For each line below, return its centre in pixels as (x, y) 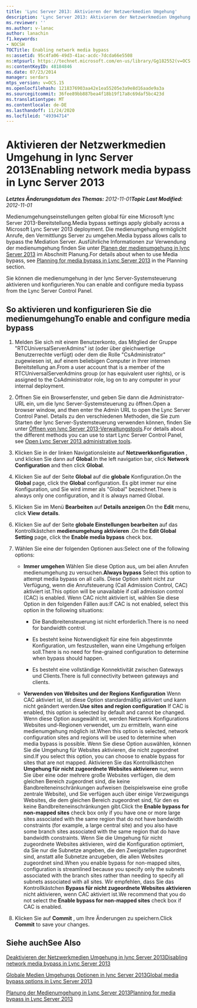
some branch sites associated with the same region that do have (101, 832)
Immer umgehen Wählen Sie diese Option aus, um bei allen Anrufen (106, 566)
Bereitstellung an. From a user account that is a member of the (89, 367)
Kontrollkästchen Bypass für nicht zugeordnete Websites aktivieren (107, 888)
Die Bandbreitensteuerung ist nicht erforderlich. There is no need (110, 621)
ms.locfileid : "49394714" (38, 116)
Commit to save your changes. (52, 924)
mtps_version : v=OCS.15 (35, 83)
